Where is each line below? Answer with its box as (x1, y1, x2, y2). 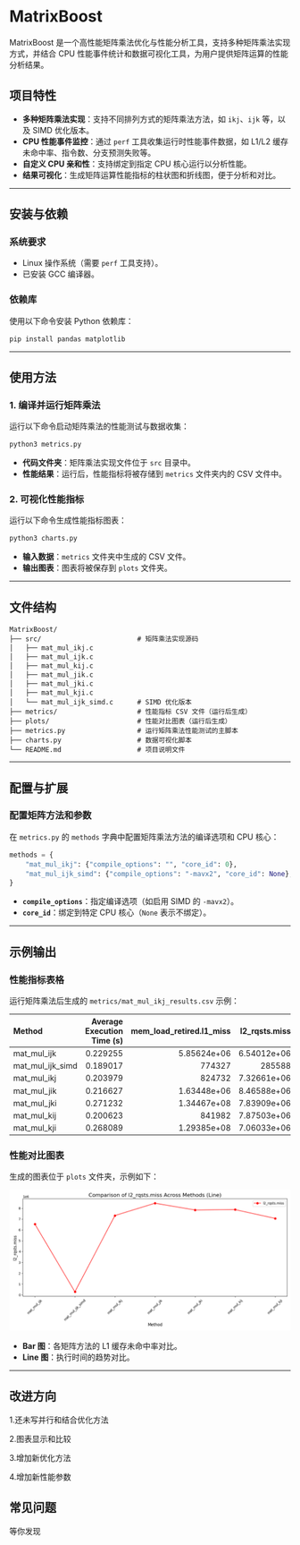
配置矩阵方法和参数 (9, 809, 92, 822)
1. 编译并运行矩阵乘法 (9, 398, 101, 411)
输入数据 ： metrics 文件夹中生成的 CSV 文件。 (21, 551, 191, 562)
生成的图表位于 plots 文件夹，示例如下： (9, 1171, 159, 1182)
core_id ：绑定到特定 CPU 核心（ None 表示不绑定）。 (21, 907, 212, 918)
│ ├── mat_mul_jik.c (9, 670, 94, 679)
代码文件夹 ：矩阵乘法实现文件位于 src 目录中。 (21, 457, 196, 468)
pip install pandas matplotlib (9, 334, 126, 344)
